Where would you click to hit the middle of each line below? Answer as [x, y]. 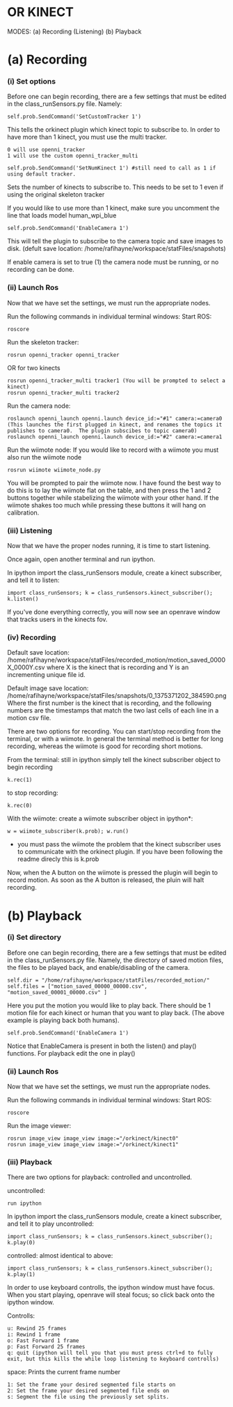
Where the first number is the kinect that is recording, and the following [110, 703]
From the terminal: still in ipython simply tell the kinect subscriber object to [114, 760]
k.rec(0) [20, 806]
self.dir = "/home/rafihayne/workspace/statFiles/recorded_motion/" [109, 980]
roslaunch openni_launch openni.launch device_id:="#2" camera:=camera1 [115, 436]
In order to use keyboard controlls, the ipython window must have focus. [111, 1288]
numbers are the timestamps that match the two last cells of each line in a [113, 710]
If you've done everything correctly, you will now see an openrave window [114, 612]
